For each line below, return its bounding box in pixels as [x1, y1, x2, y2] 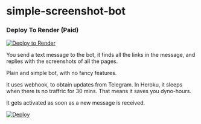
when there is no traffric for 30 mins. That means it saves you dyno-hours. [6, 88, 192, 95]
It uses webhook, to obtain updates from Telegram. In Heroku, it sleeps [6, 81, 183, 88]
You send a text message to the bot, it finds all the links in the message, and [6, 51, 196, 59]
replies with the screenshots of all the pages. [6, 57, 118, 65]
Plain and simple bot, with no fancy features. [6, 70, 117, 77]
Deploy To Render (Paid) [6, 26, 79, 34]
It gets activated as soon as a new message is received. [6, 99, 145, 106]
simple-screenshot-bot [6, 4, 126, 18]
